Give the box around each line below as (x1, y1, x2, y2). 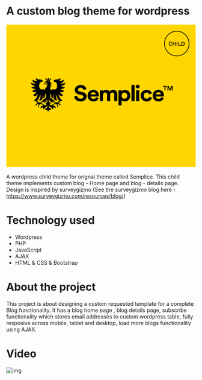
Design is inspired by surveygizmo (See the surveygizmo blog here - (6, 186, 176, 193)
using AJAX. (6, 326, 37, 333)
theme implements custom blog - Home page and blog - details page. (6, 179, 179, 186)
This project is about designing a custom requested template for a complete (6, 300, 194, 307)
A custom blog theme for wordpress (6, 4, 190, 18)
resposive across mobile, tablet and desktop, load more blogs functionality (6, 319, 191, 326)
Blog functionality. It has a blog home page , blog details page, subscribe (6, 306, 188, 314)
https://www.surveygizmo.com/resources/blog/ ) (6, 192, 126, 200)
